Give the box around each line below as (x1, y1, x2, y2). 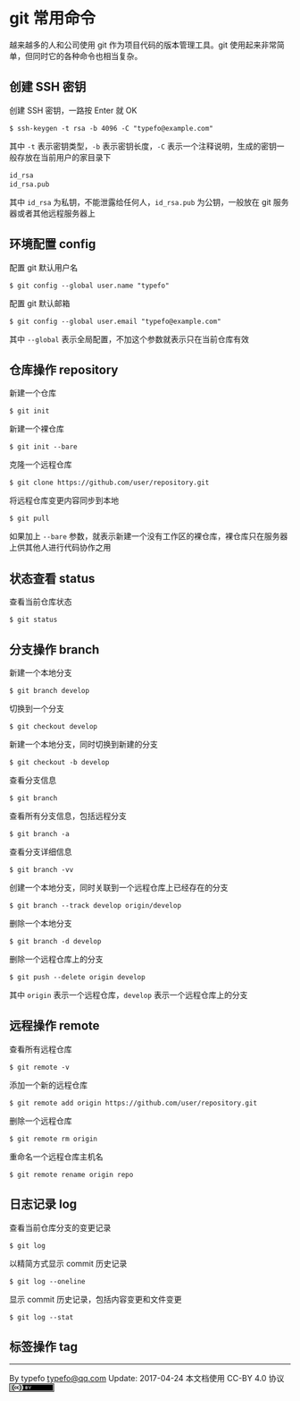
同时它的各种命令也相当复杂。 (32, 50, 143, 61)
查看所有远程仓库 (9, 1044, 72, 1055)
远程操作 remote (9, 1018, 100, 1034)
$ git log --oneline (9, 1277, 87, 1286)
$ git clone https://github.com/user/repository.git (9, 478, 210, 488)
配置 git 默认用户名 (9, 261, 79, 273)
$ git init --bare (9, 442, 78, 452)
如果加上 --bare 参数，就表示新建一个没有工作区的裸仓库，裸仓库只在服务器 (9, 531, 288, 542)
